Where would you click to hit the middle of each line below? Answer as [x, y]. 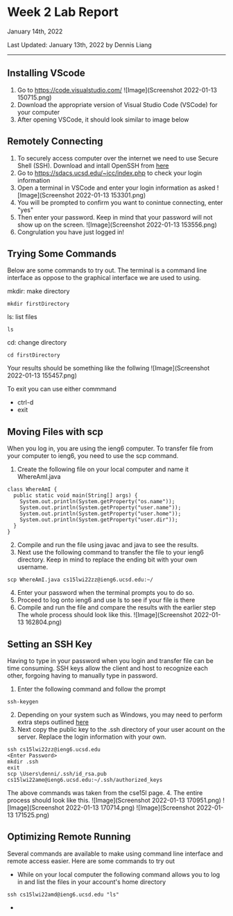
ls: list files [22, 317]
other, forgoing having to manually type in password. [83, 676]
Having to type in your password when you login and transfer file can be [110, 661]
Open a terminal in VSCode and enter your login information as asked [116, 188]
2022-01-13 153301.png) [111, 195]
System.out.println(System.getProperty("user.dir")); [99, 520]
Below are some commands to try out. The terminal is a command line [107, 270]
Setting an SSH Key [50, 644]
